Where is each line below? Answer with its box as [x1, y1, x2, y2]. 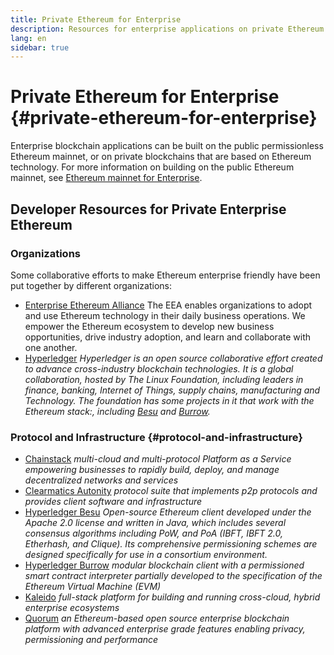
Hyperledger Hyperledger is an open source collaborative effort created [24, 352, 323, 364]
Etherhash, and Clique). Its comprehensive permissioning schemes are [24, 538, 318, 550]
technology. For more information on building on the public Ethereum [10, 161, 295, 173]
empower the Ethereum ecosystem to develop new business [24, 320, 275, 332]
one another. [24, 341, 78, 353]
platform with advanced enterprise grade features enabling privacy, [24, 623, 306, 635]
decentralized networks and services [24, 474, 179, 486]
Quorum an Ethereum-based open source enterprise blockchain [24, 612, 290, 625]
